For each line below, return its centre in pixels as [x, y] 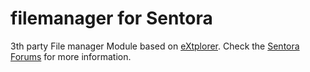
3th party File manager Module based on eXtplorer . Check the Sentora [155, 46]
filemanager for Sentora [111, 18]
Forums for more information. [71, 56]
